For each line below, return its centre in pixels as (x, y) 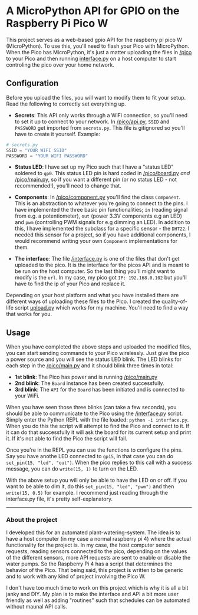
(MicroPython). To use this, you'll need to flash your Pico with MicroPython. (98, 46)
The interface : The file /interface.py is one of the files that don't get (97, 259)
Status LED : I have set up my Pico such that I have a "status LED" (94, 167)
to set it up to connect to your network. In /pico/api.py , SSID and (92, 121)
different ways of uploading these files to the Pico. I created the (83, 301)
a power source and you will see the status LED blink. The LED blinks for (94, 359)
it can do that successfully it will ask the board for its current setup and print (99, 432)
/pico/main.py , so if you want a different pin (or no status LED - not (95, 180)
